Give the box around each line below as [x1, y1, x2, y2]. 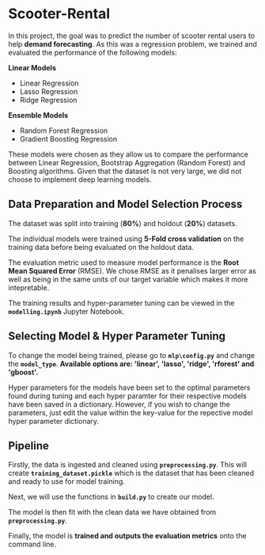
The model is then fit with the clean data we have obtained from [8, 508, 217, 517]
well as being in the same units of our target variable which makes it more [8, 274, 248, 284]
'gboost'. [8, 367, 39, 376]
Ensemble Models [8, 110, 69, 119]
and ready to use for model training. [8, 477, 125, 486]
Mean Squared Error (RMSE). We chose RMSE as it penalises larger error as [8, 266, 257, 275]
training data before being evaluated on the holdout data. [8, 242, 194, 251]
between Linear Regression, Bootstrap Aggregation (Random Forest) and [8, 157, 246, 167]
